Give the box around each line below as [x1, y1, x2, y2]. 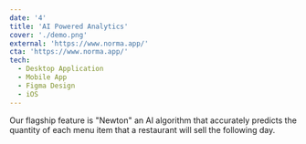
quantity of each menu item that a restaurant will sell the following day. [9, 124, 276, 135]
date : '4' [9, 13, 47, 23]
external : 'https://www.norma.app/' [9, 38, 149, 48]
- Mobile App [17, 73, 68, 82]
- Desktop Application [17, 65, 104, 74]
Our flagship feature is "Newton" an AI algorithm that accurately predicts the [9, 115, 297, 126]
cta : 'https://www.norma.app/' [9, 47, 129, 57]
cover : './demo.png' [9, 30, 89, 39]
